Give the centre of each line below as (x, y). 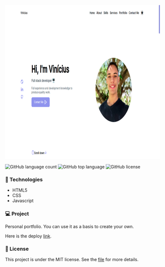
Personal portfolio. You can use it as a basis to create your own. (69, 226)
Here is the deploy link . (28, 236)
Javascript (23, 201)
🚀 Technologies (24, 179)
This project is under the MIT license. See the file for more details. (72, 259)
